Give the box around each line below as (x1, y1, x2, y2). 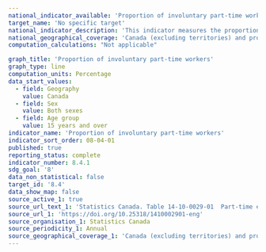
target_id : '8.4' (8, 181, 66, 189)
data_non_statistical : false (8, 174, 104, 181)
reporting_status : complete (8, 151, 101, 159)
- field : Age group (15, 114, 80, 123)
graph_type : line (8, 63, 66, 71)
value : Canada (22, 92, 69, 100)
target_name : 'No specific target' (8, 19, 126, 27)
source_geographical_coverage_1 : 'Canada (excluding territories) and (8, 232, 246, 240)
